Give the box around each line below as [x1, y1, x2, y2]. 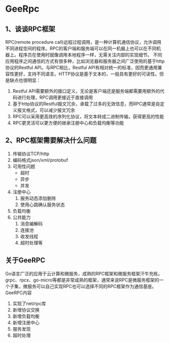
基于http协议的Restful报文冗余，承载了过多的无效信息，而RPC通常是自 [12, 101, 160, 107]
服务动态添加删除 [20, 195, 56, 201]
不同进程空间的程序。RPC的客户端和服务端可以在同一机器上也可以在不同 [5, 45, 157, 51]
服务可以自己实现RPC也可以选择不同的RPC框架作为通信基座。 [27, 283, 157, 289]
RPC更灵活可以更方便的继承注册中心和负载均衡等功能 [12, 120, 124, 126]
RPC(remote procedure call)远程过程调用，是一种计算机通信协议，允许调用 [5, 39, 161, 45]
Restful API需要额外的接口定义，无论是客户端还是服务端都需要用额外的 [12, 88, 160, 94]
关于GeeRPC [5, 256, 46, 265]
